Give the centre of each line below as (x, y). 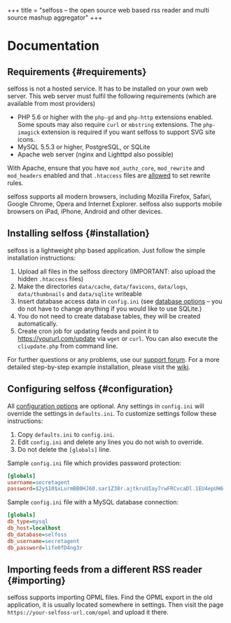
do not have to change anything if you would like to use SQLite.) (110, 309)
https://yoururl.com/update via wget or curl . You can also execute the (118, 338)
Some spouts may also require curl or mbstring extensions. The (109, 125)
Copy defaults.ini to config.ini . (66, 434)
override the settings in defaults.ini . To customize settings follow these (112, 413)
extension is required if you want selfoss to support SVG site (128, 132)
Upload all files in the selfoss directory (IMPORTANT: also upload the (116, 271)
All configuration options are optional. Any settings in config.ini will (106, 406)
